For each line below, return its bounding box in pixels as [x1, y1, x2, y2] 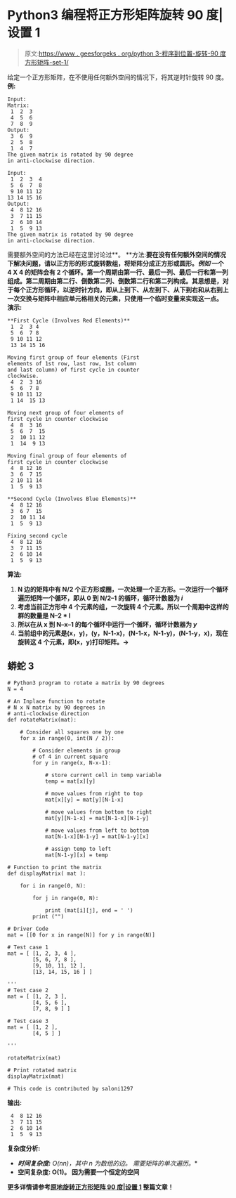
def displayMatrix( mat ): [7, 870, 86, 877]
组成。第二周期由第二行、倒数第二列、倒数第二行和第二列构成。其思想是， [7, 276, 223, 285]
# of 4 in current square [32, 753, 109, 760]
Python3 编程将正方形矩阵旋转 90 [7, 7, 204, 23]
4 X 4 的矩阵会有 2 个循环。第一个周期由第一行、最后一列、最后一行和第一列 [7, 268, 228, 276]
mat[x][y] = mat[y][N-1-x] [44, 796, 124, 803]
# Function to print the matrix [7, 864, 102, 871]
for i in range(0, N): [20, 882, 86, 890]
